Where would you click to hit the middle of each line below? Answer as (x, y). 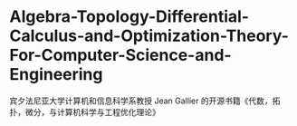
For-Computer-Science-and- (121, 55)
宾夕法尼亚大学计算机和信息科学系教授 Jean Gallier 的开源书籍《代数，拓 (145, 101)
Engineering (56, 75)
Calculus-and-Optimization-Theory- (149, 36)
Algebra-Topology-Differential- (129, 17)
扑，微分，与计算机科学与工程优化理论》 (85, 111)
